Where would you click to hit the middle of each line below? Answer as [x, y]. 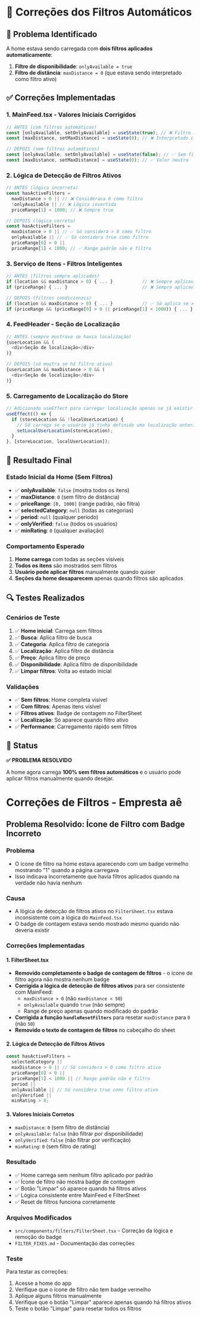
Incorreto [24, 834]
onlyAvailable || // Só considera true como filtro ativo [85, 1090]
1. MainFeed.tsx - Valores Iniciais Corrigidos [71, 115]
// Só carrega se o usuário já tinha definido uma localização [97, 425]
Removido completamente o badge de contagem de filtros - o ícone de [104, 973]
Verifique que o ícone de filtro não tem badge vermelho [83, 1290]
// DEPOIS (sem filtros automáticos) [53, 149]
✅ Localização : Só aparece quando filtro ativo [72, 720]
